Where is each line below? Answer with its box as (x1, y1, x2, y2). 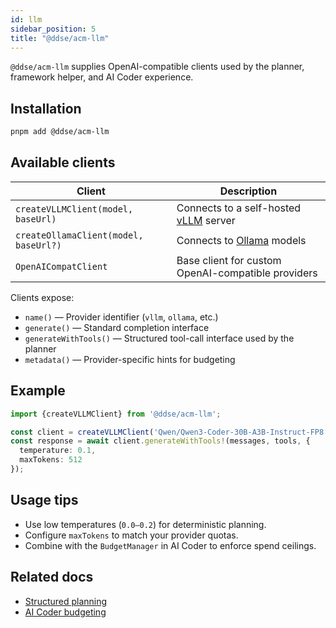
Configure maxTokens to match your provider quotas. (24, 529, 239, 541)
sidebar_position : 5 (10, 24, 97, 34)
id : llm (10, 14, 43, 25)
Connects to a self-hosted (176, 201, 302, 215)
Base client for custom (176, 253, 282, 267)
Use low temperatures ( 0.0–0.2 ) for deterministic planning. (24, 518, 267, 530)
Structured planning (24, 595, 108, 607)
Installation (10, 100, 82, 117)
